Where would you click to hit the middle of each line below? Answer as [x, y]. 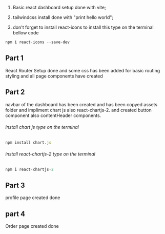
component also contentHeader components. [53, 115]
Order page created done [32, 226]
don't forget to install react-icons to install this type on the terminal [83, 27]
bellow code [26, 33]
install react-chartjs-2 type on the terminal [50, 154]
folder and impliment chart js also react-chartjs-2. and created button [79, 110]
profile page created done [33, 198]
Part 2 [15, 92]
